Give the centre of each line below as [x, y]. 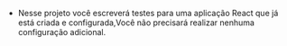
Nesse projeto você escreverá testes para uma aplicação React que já [148, 13]
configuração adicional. [62, 32]
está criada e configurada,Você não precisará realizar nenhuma [136, 23]
